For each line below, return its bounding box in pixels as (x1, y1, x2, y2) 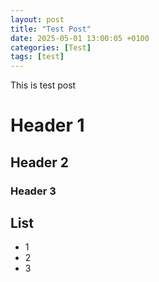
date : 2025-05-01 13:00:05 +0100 (10, 33, 150, 43)
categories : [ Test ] (10, 42, 92, 53)
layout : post (10, 14, 65, 25)
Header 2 (10, 154, 70, 171)
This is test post (10, 79, 77, 91)
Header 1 (10, 114, 85, 137)
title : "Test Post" (10, 24, 92, 34)
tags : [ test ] (10, 52, 65, 62)
